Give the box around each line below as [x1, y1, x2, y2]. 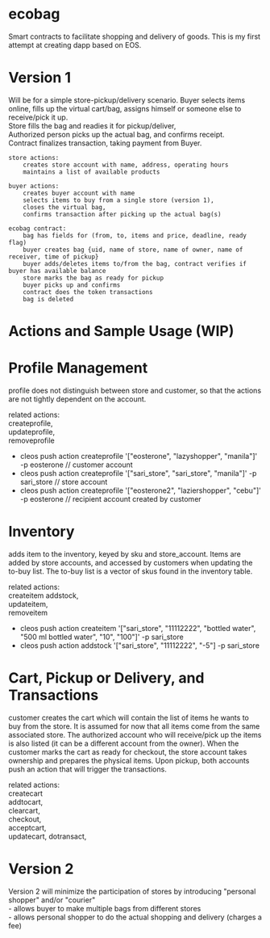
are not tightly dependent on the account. [8, 394, 147, 404]
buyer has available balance [8, 267, 106, 275]
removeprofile [8, 435, 55, 445]
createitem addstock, [8, 591, 79, 600]
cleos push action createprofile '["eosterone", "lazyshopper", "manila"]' [19, 452, 258, 461]
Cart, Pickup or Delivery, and [8, 669, 205, 688]
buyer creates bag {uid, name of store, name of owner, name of [23, 246, 243, 254]
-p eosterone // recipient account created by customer [19, 494, 201, 503]
